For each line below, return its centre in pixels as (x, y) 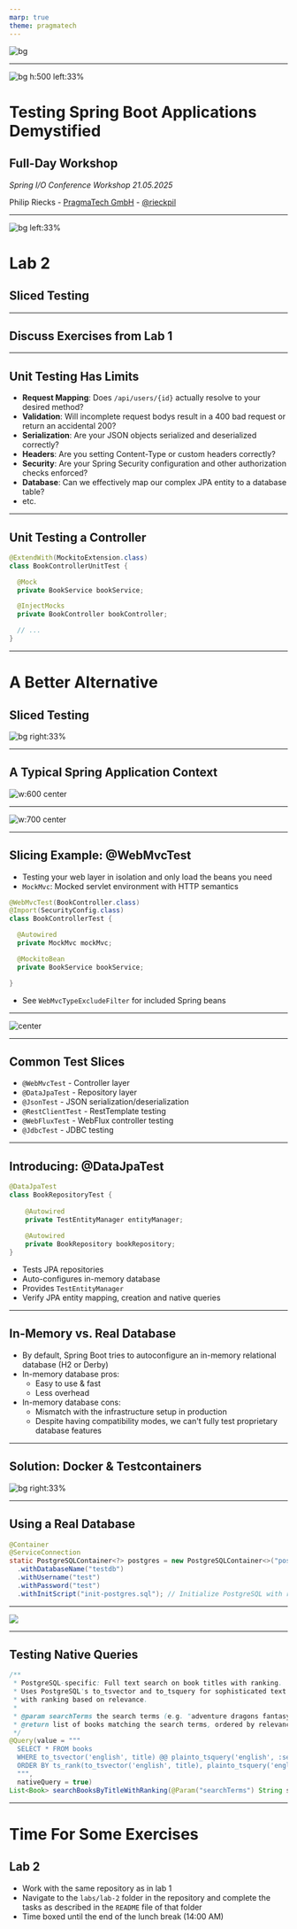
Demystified (55, 131)
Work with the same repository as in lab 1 (97, 1888)
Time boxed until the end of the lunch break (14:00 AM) (122, 1916)
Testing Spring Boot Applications (133, 112)
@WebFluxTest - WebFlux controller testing (98, 1120)
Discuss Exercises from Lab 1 (91, 336)
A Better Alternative (84, 682)
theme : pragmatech (43, 26)
